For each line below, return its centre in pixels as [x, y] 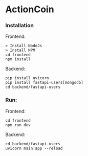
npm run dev [18, 125]
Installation [20, 26]
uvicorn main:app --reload [34, 148]
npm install [18, 59]
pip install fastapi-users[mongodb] [44, 83]
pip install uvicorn [27, 78]
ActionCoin [30, 9]
